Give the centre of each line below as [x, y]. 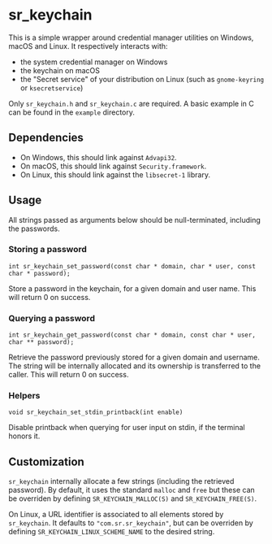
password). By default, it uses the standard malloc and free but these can [132, 490]
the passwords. [34, 228]
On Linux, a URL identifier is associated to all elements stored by [116, 515]
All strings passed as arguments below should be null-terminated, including [135, 220]
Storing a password [48, 250]
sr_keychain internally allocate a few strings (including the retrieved [121, 481]
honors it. [24, 436]
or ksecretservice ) [52, 88]
